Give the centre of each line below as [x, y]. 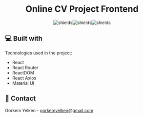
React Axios [24, 78]
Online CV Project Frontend [82, 9]
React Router [25, 68]
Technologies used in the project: [39, 53]
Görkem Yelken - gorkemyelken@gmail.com [49, 110]
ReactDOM [23, 72]
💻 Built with [24, 38]
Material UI [23, 83]
